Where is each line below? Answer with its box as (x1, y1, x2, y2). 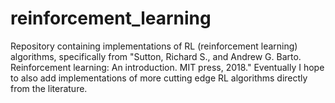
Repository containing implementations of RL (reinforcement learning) (10, 40, 298, 52)
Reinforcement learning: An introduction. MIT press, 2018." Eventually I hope (10, 61, 325, 73)
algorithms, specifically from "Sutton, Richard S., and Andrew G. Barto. (10, 50, 302, 62)
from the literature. (10, 82, 88, 94)
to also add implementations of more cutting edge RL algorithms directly (10, 72, 308, 84)
